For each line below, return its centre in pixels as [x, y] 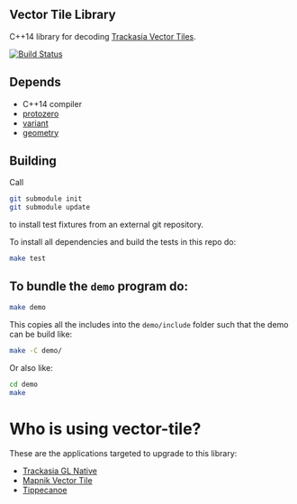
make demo [28, 307]
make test [28, 259]
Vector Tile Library [63, 15]
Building [33, 161]
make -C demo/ [36, 350]
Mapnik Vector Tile [57, 481]
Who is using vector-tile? [105, 429]
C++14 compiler [52, 103]
